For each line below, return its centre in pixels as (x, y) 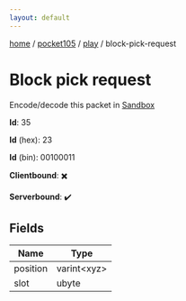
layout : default (40, 18)
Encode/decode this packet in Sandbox (82, 105)
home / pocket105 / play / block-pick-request (93, 43)
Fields (27, 228)
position (31, 269)
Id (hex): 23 (31, 140)
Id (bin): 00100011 (42, 157)
